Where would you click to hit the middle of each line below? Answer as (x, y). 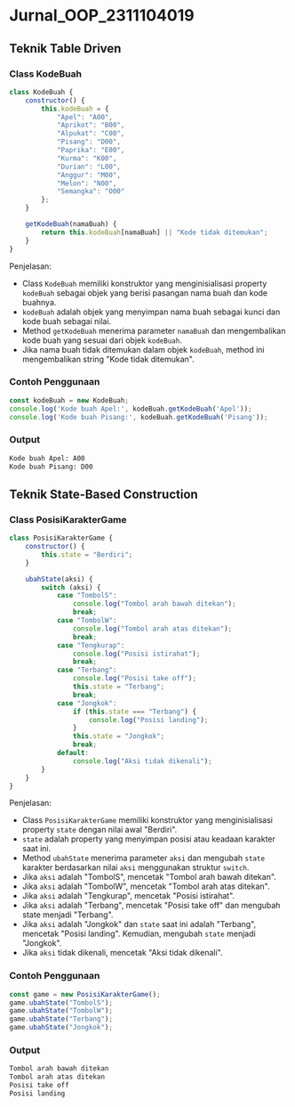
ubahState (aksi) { (59, 579)
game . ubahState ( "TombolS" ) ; (61, 1003)
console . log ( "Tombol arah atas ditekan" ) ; (152, 629)
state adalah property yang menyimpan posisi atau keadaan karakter (148, 839)
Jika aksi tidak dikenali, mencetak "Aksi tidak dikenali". (122, 953)
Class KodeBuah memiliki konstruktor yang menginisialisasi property (144, 283)
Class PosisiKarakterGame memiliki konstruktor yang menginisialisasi (147, 820)
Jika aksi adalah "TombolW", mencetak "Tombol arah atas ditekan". (146, 886)
